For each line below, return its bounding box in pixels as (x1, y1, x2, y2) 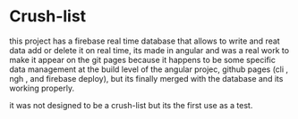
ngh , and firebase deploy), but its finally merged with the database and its (9, 73, 284, 83)
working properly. (9, 83, 74, 93)
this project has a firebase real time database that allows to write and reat (9, 36, 280, 46)
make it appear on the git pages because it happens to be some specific (9, 54, 276, 65)
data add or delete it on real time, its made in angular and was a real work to (9, 44, 289, 55)
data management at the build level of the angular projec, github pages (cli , (9, 64, 289, 75)
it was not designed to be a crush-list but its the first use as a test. (9, 99, 253, 110)
